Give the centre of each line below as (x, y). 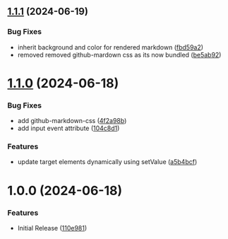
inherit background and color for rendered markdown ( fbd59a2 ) (110, 47)
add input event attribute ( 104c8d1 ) (68, 128)
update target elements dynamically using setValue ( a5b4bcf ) (107, 162)
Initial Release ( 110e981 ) (52, 228)
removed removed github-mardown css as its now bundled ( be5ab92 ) (119, 54)
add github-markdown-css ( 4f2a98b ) (72, 121)
